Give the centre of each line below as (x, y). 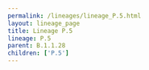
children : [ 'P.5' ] (38, 53)
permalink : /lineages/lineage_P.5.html (74, 16)
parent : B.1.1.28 (37, 46)
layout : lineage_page (44, 23)
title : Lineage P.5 (40, 31)
